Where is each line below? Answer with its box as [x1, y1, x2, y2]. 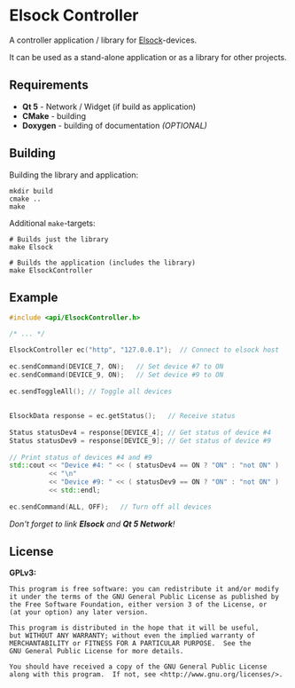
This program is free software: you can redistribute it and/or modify [9, 585, 279, 594]
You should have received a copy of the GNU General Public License [9, 662, 268, 671]
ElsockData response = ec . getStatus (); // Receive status [9, 412, 237, 421]
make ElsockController [9, 265, 93, 275]
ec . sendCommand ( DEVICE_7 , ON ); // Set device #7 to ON [9, 361, 224, 371]
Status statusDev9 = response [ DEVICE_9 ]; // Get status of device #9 [9, 436, 272, 445]
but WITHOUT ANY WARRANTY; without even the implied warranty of [9, 631, 255, 640]
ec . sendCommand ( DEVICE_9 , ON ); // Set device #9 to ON [9, 370, 224, 379]
